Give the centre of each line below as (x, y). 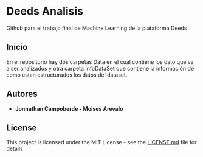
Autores (22, 94)
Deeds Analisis (45, 11)
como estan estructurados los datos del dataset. (67, 75)
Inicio (17, 47)
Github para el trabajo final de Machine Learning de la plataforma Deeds (97, 28)
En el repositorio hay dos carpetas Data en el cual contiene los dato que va (100, 61)
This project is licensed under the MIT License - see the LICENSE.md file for (101, 142)
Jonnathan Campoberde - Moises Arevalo (69, 108)
